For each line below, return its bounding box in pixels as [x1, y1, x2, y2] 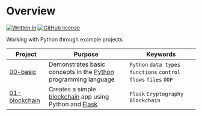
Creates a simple [48, 85, 96, 93]
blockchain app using [48, 92, 109, 100]
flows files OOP [129, 76, 173, 83]
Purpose [73, 50, 99, 58]
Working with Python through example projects [6, 35, 123, 43]
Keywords [146, 50, 176, 58]
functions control [129, 69, 181, 76]
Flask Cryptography [129, 90, 184, 97]
